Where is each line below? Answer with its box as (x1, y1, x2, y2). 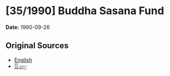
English (14, 56, 33, 63)
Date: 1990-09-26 (5, 24, 50, 31)
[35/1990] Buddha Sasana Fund (5, 4, 164, 18)
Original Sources (5, 41, 69, 51)
